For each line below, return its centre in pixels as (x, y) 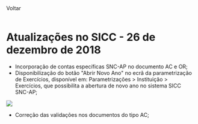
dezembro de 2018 (54, 50)
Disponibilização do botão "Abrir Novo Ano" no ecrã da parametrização (104, 72)
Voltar (14, 8)
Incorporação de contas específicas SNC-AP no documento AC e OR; (101, 66)
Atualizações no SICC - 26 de (81, 37)
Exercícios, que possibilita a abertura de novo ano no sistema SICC (98, 86)
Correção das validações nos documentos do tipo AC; (82, 114)
